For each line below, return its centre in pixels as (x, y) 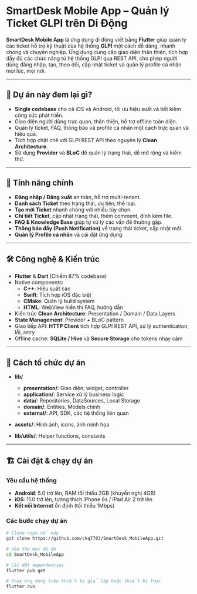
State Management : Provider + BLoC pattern (69, 320)
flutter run (21, 587)
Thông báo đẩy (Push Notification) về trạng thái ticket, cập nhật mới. (98, 228)
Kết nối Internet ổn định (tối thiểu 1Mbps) (64, 505)
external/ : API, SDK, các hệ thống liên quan (76, 413)
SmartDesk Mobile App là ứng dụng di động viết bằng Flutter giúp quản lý (96, 39)
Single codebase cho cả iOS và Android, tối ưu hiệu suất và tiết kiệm (98, 109)
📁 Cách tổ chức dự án (46, 363)
